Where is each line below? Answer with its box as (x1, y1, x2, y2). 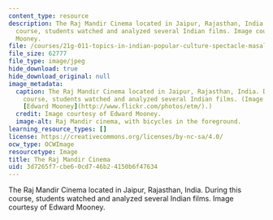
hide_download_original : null (8, 72, 111, 80)
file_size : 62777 (8, 50, 67, 58)
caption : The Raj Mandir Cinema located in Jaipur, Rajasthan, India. (15, 87, 260, 96)
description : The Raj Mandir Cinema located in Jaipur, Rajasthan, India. (8, 19, 267, 28)
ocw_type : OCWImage (8, 140, 75, 149)
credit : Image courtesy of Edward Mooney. (15, 110, 162, 119)
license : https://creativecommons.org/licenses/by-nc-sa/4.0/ (8, 132, 223, 140)
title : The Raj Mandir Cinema (8, 155, 111, 163)
